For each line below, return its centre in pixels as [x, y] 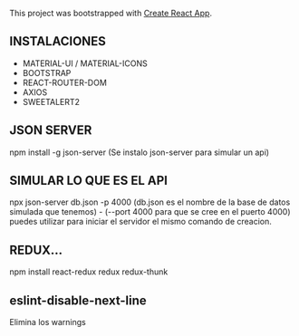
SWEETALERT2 [51, 101]
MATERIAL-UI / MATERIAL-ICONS [85, 63]
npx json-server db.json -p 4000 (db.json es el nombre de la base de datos [150, 202]
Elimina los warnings [48, 322]
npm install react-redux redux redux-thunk [89, 272]
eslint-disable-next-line [78, 300]
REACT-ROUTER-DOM [64, 82]
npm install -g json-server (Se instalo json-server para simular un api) [140, 152]
